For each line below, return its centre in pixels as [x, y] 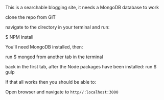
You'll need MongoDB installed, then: [44, 47]
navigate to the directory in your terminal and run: [57, 27]
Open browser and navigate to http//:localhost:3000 [62, 92]
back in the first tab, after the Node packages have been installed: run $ [81, 67]
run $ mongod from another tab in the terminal [54, 57]
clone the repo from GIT [31, 17]
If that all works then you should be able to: [51, 82]
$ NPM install [19, 37]
